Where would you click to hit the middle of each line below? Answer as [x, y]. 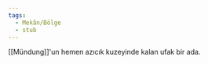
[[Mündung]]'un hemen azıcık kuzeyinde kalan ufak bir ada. [104, 52]
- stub [26, 30]
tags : [17, 15]
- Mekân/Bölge [38, 23]
